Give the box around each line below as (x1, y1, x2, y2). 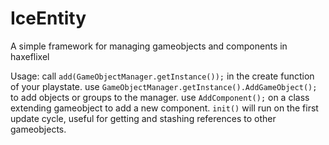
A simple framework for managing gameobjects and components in (10, 40, 288, 52)
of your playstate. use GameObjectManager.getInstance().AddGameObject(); (10, 80, 318, 92)
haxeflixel (10, 50, 50, 62)
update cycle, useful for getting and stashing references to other (10, 112, 277, 124)
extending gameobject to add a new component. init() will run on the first (10, 102, 319, 114)
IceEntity (10, 7, 87, 30)
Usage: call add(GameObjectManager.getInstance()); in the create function (10, 70, 315, 82)
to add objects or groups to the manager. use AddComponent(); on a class (10, 91, 310, 103)
